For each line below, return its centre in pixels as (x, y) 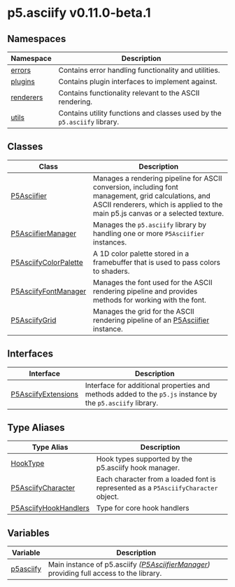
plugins (23, 82)
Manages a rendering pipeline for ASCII (158, 178)
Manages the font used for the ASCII (153, 282)
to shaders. (112, 271)
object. (107, 497)
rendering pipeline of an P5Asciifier (151, 320)
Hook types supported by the (144, 459)
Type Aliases (36, 428)
